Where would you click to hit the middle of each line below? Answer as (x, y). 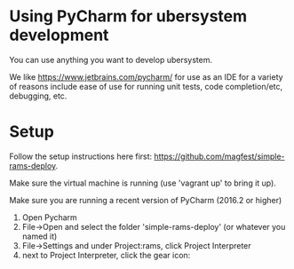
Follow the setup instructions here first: (81, 156)
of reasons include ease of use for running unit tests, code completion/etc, (146, 86)
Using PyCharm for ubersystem (128, 16)
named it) (40, 236)
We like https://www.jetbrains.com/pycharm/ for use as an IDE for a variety (146, 76)
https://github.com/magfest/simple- (220, 156)
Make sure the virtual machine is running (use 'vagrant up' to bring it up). (143, 183)
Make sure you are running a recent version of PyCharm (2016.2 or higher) (146, 200)
